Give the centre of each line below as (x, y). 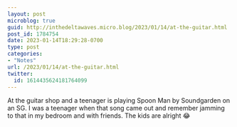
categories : (25, 54)
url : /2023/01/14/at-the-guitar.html (63, 67)
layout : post (27, 14)
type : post (23, 47)
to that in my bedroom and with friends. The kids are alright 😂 (99, 116)
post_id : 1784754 (33, 34)
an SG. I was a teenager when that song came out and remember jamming (116, 108)
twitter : (20, 73)
